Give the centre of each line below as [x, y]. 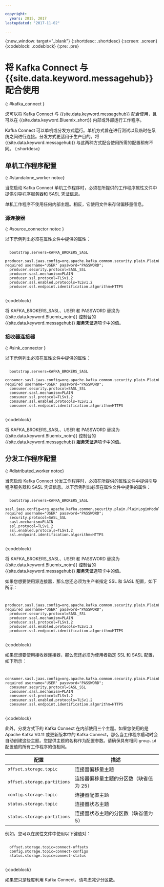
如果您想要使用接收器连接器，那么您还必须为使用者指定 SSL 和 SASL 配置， [81, 655]
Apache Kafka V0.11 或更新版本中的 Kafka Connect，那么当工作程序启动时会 [82, 734]
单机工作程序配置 [31, 166]
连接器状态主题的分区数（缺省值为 [114, 813]
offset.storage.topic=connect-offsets [49, 847]
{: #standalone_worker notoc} [35, 178]
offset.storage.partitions [39, 782]
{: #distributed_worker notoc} [35, 471]
